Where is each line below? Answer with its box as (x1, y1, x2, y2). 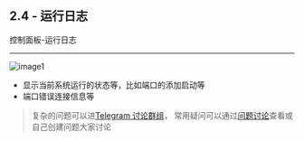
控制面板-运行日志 (9, 34, 77, 45)
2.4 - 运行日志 (9, 8, 89, 24)
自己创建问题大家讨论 (31, 121, 111, 132)
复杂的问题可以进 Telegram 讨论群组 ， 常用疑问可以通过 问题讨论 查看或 (31, 109, 294, 120)
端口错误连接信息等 (22, 90, 95, 101)
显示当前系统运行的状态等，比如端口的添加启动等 (22, 80, 205, 90)
